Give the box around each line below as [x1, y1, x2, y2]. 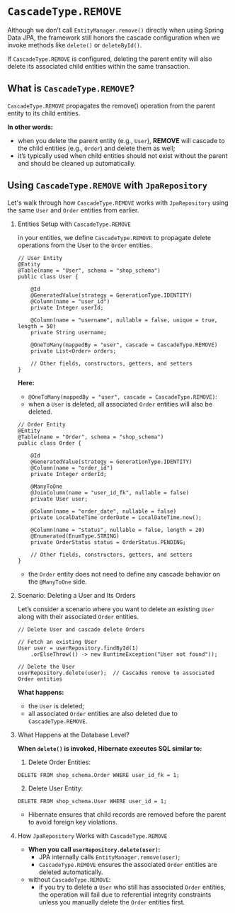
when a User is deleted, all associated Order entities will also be [28, 399, 213, 408]
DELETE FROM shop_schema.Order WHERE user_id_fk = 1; [17, 771, 180, 778]
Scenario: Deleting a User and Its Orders [17, 591, 136, 599]
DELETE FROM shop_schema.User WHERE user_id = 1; [17, 798, 168, 805]
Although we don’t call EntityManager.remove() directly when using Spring [7, 25, 224, 34]
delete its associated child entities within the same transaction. [7, 62, 190, 70]
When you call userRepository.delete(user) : [28, 845, 161, 854]
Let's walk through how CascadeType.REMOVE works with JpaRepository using [7, 198, 229, 207]
